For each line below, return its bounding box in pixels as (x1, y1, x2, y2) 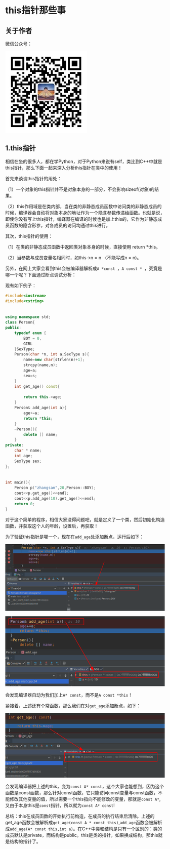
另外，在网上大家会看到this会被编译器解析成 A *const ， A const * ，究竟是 (5, 265, 162, 271)
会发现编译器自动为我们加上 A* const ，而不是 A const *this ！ (5, 692, 133, 698)
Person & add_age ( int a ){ (14, 406, 67, 411)
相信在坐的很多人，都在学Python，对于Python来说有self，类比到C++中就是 (5, 158, 162, 165)
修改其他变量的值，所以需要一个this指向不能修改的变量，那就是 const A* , (9, 796, 161, 802)
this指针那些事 (5, 5, 66, 16)
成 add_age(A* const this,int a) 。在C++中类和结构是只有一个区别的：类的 (5, 826, 162, 832)
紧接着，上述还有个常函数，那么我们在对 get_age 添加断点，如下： (5, 702, 141, 709)
